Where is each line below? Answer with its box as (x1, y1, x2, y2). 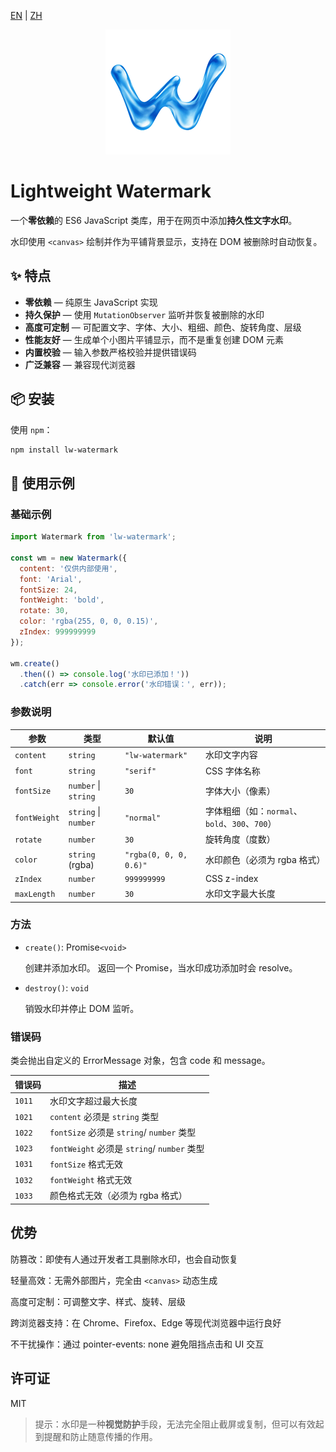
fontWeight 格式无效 (49, 1174, 133, 1186)
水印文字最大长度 (204, 888, 276, 900)
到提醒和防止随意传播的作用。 (34, 1430, 158, 1442)
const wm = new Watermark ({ (10, 553, 128, 563)
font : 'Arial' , (19, 574, 83, 584)
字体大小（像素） (204, 785, 276, 797)
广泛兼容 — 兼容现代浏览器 (24, 358, 136, 370)
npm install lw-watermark (10, 445, 118, 455)
